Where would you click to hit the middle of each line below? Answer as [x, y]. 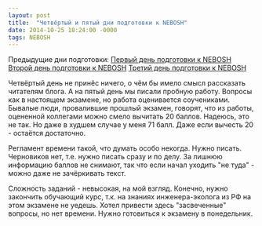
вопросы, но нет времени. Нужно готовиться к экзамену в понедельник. [131, 213]
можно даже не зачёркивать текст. [67, 173]
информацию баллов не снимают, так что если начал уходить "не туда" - [131, 165]
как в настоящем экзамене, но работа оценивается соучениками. [119, 100]
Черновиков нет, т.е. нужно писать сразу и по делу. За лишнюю [116, 157]
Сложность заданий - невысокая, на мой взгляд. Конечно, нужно [118, 188]
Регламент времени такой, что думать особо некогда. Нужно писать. [125, 148]
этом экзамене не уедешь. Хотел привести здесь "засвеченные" [117, 206]
